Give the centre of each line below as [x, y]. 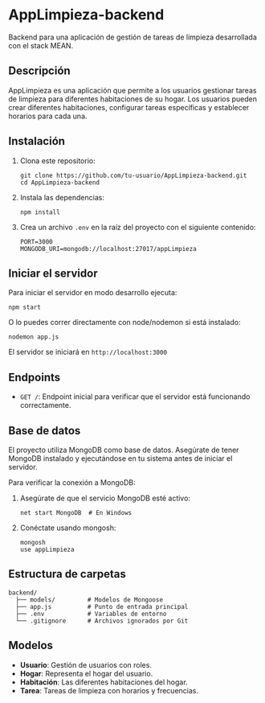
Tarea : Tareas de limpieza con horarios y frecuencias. [109, 690]
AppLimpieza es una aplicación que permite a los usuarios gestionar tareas [132, 90]
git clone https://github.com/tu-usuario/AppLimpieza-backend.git [133, 175]
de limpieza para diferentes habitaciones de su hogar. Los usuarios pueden [133, 99]
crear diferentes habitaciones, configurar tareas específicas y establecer [129, 107]
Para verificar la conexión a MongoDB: [72, 483]
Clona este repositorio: [57, 160]
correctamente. [45, 405]
